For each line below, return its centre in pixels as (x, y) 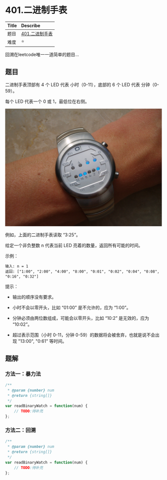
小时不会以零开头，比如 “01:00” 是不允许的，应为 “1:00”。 (71, 308)
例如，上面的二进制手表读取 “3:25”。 (43, 235)
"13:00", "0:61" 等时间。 (42, 341)
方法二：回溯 (21, 430)
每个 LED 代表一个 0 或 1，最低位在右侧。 (47, 101)
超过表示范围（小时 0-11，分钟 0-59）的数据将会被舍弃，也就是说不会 (84, 335)
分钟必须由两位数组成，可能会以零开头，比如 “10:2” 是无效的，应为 (81, 318)
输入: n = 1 (17, 267)
